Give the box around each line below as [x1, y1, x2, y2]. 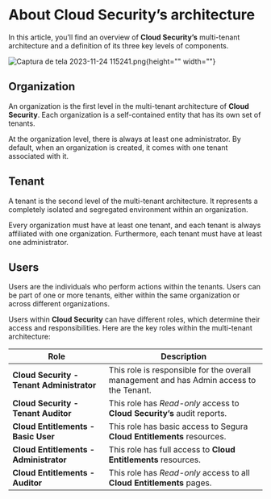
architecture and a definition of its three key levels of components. [8, 40, 229, 50]
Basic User [12, 431, 55, 443]
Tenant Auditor [12, 408, 72, 419]
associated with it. [8, 151, 69, 160]
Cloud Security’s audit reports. [108, 408, 227, 419]
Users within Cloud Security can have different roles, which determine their [8, 314, 261, 324]
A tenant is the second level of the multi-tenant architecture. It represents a [8, 196, 258, 206]
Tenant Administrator [12, 380, 97, 391]
